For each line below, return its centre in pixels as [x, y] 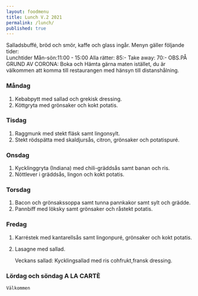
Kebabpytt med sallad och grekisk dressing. [68, 99]
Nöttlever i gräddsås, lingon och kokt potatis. [69, 174]
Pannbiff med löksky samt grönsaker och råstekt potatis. [84, 209]
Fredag [17, 225]
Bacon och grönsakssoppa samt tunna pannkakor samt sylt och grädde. [103, 203]
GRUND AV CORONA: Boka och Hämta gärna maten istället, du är [86, 64]
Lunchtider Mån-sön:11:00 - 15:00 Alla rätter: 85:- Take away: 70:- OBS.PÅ [97, 58]
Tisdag [16, 121]
